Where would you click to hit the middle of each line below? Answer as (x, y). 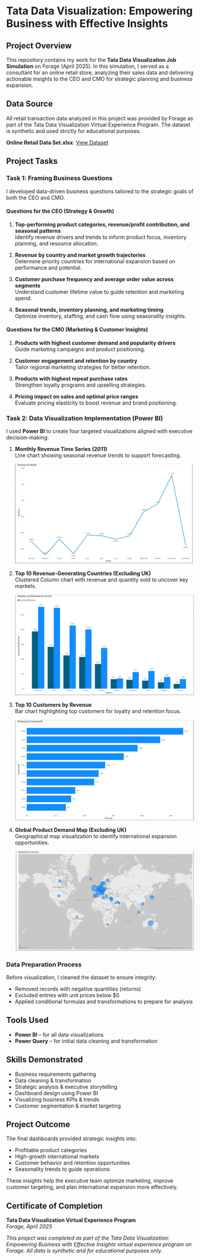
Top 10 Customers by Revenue (53, 705)
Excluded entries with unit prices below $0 (67, 995)
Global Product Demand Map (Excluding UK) (71, 830)
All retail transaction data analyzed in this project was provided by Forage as (100, 118)
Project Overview (39, 46)
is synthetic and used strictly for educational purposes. (74, 131)
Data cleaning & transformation (53, 1080)
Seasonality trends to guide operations (62, 1169)
